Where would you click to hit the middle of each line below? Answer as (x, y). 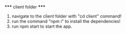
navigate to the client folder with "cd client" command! (66, 16)
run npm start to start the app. (42, 26)
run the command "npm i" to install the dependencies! (66, 21)
